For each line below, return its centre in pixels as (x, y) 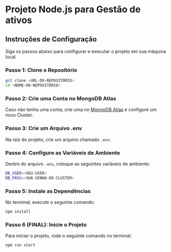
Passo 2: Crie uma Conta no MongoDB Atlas (61, 98)
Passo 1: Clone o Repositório (41, 70)
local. (11, 57)
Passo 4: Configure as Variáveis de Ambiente (63, 153)
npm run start (20, 245)
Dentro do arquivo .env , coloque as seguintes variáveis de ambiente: (78, 164)
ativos (19, 20)
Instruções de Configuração (51, 39)
